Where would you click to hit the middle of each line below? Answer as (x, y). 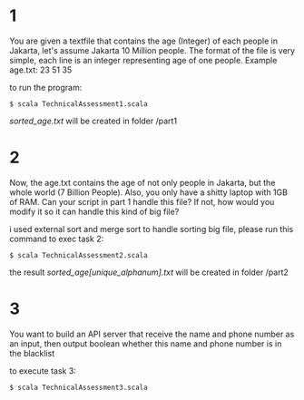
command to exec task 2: (57, 239)
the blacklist (32, 353)
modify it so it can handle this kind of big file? (94, 211)
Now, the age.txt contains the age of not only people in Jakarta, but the (142, 182)
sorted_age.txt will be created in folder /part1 (93, 121)
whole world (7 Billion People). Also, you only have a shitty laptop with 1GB (149, 192)
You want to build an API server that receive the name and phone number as (152, 334)
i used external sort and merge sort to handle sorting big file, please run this (152, 229)
